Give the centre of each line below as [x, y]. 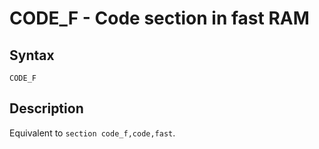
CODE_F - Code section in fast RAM [159, 18]
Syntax [32, 55]
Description [46, 108]
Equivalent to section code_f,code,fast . [92, 133]
